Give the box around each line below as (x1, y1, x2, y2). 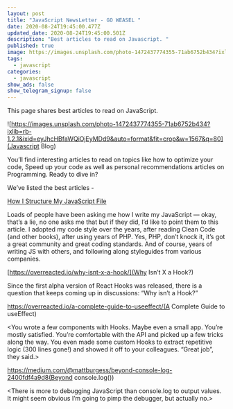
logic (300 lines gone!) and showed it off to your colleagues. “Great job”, (7, 345, 214, 354)
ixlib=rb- (7, 128, 33, 136)
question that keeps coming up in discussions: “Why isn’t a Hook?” (7, 289, 198, 297)
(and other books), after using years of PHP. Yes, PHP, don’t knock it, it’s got (7, 233, 225, 241)
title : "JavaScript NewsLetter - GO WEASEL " (7, 17, 141, 24)
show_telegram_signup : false (7, 87, 92, 94)
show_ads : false (7, 81, 54, 88)
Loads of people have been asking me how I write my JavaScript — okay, (7, 211, 217, 219)
